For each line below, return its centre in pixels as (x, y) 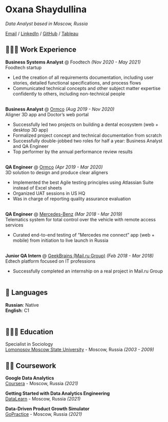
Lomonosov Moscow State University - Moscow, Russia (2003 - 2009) (80, 350)
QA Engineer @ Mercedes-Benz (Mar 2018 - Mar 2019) (64, 214)
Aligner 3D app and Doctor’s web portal (47, 114)
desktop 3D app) (30, 130)
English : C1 (17, 310)
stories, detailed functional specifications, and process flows (77, 82)
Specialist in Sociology (29, 344)
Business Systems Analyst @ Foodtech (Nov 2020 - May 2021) (73, 62)
